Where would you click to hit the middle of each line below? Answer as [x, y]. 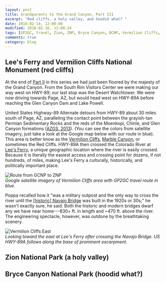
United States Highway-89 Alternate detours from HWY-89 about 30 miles [81, 113]
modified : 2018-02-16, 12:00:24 [38, 28]
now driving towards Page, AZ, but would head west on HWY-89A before [80, 98]
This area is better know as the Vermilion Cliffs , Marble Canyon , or [73, 139]
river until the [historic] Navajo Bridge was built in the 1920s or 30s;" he [78, 200]
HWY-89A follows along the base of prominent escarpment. [66, 242]
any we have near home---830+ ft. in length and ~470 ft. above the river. [80, 211]
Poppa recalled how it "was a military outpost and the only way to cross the [82, 195]
